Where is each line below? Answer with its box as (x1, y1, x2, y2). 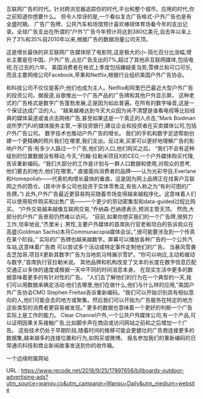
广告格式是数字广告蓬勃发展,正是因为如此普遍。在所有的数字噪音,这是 (16, 99, 190, 106)
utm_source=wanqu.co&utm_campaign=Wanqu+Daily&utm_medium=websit (6, 380, 195, 387)
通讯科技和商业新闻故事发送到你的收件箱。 (11, 342, 118, 349)
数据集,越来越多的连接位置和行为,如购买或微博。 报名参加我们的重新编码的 (6, 334, 192, 341)
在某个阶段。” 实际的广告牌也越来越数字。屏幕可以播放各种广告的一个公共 (6, 236, 188, 243)
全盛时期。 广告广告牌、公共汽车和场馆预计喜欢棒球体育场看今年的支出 (6, 21, 182, 27)
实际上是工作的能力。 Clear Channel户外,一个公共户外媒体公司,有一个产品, (6, 312, 191, 318)
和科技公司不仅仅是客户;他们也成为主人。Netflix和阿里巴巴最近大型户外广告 (6, 84, 193, 91)
